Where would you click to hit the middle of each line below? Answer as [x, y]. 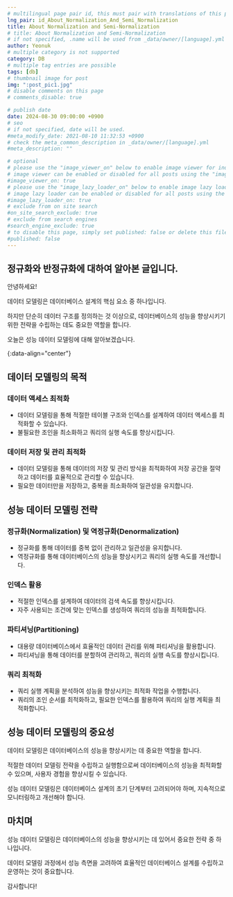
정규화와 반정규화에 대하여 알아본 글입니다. [93, 268]
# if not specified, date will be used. [67, 129]
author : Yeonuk [29, 46]
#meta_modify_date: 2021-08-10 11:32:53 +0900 [76, 136]
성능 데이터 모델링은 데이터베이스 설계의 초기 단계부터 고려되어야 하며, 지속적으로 [116, 788]
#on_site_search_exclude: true [52, 213]
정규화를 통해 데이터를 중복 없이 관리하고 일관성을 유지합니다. [100, 547]
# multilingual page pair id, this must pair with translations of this [114, 14]
